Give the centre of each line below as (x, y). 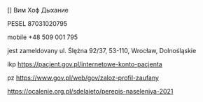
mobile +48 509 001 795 (43, 37)
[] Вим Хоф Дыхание (38, 10)
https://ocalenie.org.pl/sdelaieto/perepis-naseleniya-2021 (90, 91)
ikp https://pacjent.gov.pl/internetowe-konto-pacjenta (85, 64)
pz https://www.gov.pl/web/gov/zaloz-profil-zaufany (83, 78)
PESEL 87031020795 (37, 23)
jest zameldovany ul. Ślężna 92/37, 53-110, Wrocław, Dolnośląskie (102, 51)
